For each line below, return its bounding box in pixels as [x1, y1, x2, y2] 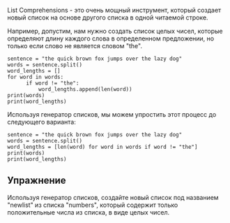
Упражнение [7, 175, 66, 187]
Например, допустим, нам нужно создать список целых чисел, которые [7, 27, 223, 35]
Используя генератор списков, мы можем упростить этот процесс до [7, 110, 217, 118]
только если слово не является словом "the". [7, 42, 143, 50]
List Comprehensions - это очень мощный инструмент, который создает [7, 6, 222, 14]
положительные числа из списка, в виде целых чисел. [7, 208, 170, 216]
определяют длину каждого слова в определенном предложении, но [7, 34, 215, 43]
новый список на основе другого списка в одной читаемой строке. [7, 13, 208, 22]
